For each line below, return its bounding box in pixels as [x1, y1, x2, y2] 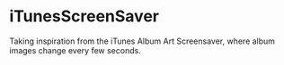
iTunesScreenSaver [9, 6, 160, 27]
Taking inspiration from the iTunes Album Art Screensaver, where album [9, 36, 276, 46]
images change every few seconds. [9, 45, 141, 55]
